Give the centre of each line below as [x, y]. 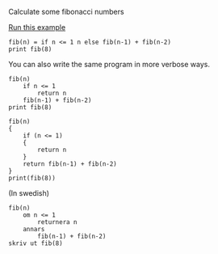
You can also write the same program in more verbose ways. [109, 64]
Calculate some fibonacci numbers [66, 12]
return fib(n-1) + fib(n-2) [70, 164]
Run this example [37, 27]
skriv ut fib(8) [36, 243]
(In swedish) [29, 193]
